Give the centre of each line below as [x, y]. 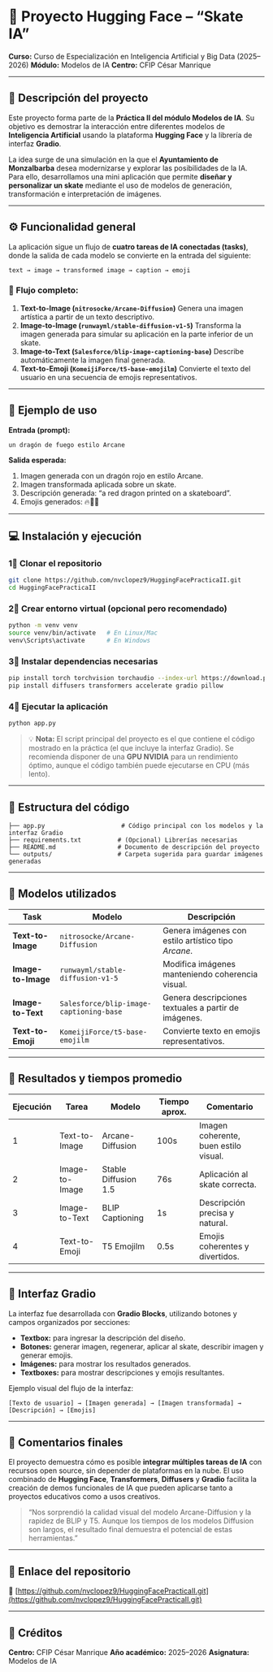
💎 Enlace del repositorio [70, 1571]
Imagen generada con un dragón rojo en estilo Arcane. [112, 475]
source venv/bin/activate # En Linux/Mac [83, 633]
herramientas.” [53, 1538]
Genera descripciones [205, 997]
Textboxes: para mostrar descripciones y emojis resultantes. [122, 1372]
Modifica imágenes [199, 964]
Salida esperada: [37, 460]
